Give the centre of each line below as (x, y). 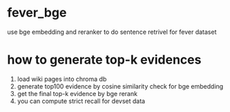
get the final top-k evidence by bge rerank (77, 93)
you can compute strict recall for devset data (81, 101)
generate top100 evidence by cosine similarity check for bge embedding (120, 86)
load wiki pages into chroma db (62, 79)
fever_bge (37, 13)
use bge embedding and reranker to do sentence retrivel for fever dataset (112, 32)
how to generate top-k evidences (104, 60)
